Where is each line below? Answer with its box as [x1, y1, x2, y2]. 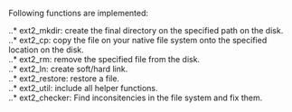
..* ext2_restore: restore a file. [8, 73, 119, 84]
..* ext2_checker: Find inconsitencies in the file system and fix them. [8, 92, 263, 103]
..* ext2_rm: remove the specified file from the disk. [8, 54, 201, 64]
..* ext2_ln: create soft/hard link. [8, 63, 128, 74]
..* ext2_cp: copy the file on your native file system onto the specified [8, 35, 268, 45]
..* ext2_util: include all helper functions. [8, 83, 159, 93]
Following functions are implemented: [8, 8, 149, 18]
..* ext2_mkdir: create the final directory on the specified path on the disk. [8, 25, 284, 35]
